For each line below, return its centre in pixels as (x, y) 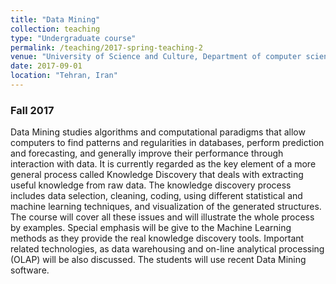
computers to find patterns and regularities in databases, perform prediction (167, 143)
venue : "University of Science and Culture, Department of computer (156, 57)
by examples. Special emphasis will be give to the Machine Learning (151, 228)
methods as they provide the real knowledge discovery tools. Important (157, 238)
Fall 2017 (32, 110)
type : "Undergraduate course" (73, 38)
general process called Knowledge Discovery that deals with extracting (157, 175)
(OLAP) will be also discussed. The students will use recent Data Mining (158, 260)
